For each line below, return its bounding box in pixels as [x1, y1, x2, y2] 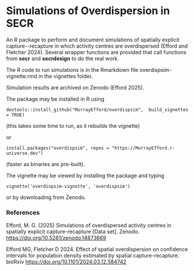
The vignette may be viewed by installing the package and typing [6, 172, 165, 179]
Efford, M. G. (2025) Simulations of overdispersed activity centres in [6, 222, 172, 229]
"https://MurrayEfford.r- [111, 145, 176, 151]
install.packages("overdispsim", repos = [6, 145, 110, 151]
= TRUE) [6, 112, 25, 118]
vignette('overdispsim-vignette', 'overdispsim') [6, 183, 131, 189]
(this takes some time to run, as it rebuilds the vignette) [6, 122, 140, 129]
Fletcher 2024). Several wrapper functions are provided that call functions [6, 48, 187, 55]
